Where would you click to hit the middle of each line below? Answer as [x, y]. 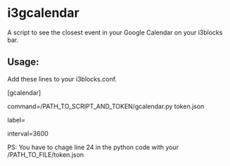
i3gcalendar [43, 13]
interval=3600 [28, 133]
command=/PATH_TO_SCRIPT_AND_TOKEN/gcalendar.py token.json [106, 106]
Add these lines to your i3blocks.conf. [62, 79]
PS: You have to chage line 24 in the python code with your [93, 147]
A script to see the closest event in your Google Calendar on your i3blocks [115, 32]
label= [17, 120]
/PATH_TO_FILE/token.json [46, 154]
